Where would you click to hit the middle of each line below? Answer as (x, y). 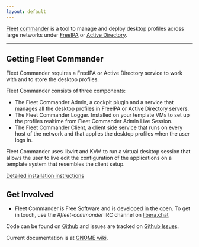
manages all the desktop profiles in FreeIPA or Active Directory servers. (102, 109)
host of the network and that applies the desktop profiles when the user (102, 134)
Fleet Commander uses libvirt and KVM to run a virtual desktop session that (98, 152)
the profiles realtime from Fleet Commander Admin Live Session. (94, 121)
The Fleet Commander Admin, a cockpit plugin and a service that (94, 102)
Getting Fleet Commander (55, 59)
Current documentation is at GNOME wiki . (57, 238)
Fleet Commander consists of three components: (66, 91)
